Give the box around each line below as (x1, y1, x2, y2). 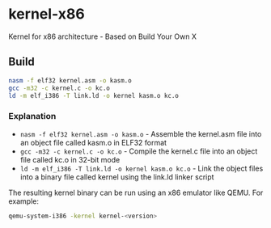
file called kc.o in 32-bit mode (19, 154, 121, 164)
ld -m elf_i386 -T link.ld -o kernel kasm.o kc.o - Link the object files (19, 163, 264, 173)
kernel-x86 (8, 5, 85, 23)
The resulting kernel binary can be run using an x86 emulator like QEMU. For (8, 188, 264, 197)
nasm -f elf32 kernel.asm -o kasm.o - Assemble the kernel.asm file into (19, 129, 262, 138)
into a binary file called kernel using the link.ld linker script (19, 171, 214, 182)
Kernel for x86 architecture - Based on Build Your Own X (8, 32, 197, 41)
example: (8, 196, 39, 206)
